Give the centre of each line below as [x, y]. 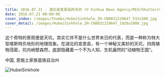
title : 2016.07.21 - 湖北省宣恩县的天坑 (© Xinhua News [60, 10]
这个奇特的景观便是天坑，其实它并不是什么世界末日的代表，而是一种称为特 [80, 38]
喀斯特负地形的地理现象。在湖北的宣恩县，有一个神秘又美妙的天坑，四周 [82, 44]
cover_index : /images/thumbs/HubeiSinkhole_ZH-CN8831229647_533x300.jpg [81, 19]
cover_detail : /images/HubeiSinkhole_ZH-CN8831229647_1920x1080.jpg [77, 23]
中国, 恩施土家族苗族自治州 [32, 60]
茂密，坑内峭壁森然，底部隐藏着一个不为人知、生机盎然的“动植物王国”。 [82, 50]
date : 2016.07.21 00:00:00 [33, 14]
